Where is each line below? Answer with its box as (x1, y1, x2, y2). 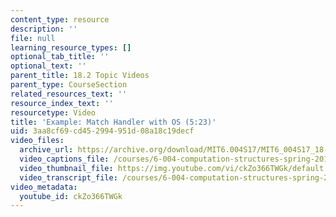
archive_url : (19, 145, 74, 155)
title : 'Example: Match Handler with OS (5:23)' (10, 117, 217, 127)
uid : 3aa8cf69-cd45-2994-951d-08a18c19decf (10, 126, 195, 136)
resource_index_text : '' (10, 98, 114, 108)
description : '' (10, 24, 78, 34)
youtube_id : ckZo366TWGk (19, 191, 123, 201)
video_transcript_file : (19, 172, 118, 183)
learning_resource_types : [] (10, 42, 132, 53)
